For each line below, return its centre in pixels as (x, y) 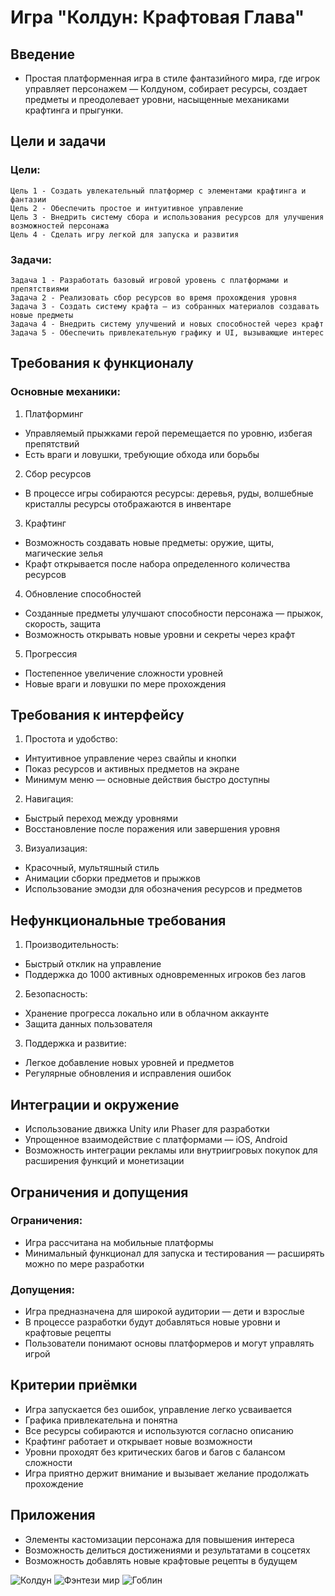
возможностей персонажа (60, 226)
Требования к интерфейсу (97, 715)
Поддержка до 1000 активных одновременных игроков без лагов (165, 975)
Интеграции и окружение (95, 1104)
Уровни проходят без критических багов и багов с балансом (155, 1452)
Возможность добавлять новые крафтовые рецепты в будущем (161, 1560)
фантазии (28, 199)
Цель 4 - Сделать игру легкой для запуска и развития (125, 234)
